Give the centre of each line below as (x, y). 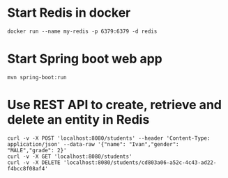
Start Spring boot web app (85, 59)
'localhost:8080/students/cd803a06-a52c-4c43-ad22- (140, 162)
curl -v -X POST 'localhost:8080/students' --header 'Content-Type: (109, 138)
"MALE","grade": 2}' (37, 150)
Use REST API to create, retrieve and (114, 105)
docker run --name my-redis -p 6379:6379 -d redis (82, 31)
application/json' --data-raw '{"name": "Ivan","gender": (93, 144)
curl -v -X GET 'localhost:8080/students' (70, 156)
